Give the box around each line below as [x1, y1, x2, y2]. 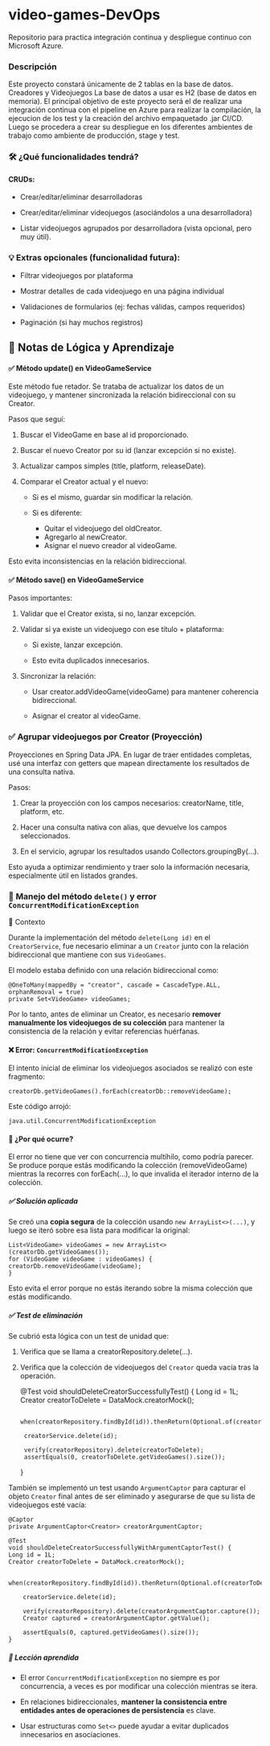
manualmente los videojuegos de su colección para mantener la [8, 1018, 225, 1028]
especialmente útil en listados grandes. [8, 871, 138, 880]
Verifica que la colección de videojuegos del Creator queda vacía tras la [19, 1362, 260, 1372]
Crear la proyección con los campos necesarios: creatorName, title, [19, 798, 244, 808]
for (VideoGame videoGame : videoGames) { [8, 1255, 153, 1263]
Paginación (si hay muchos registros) [19, 317, 143, 327]
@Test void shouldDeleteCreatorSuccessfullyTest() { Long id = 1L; [19, 1386, 239, 1396]
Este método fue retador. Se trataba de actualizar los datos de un [8, 381, 224, 392]
